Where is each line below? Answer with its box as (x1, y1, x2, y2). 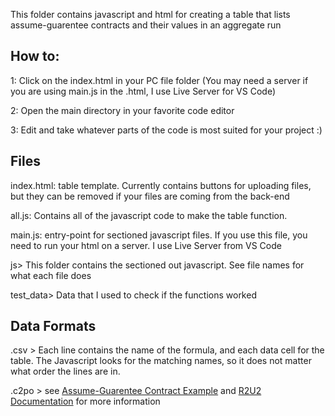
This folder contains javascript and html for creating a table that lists (10, 9, 291, 20)
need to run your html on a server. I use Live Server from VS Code (10, 239, 282, 251)
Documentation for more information (10, 395, 161, 408)
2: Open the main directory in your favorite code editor (10, 104, 235, 116)
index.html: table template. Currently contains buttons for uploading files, (10, 179, 312, 191)
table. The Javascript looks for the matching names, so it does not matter (10, 355, 312, 367)
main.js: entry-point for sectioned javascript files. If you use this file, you (10, 229, 308, 241)
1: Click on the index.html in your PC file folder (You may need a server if (10, 74, 309, 86)
